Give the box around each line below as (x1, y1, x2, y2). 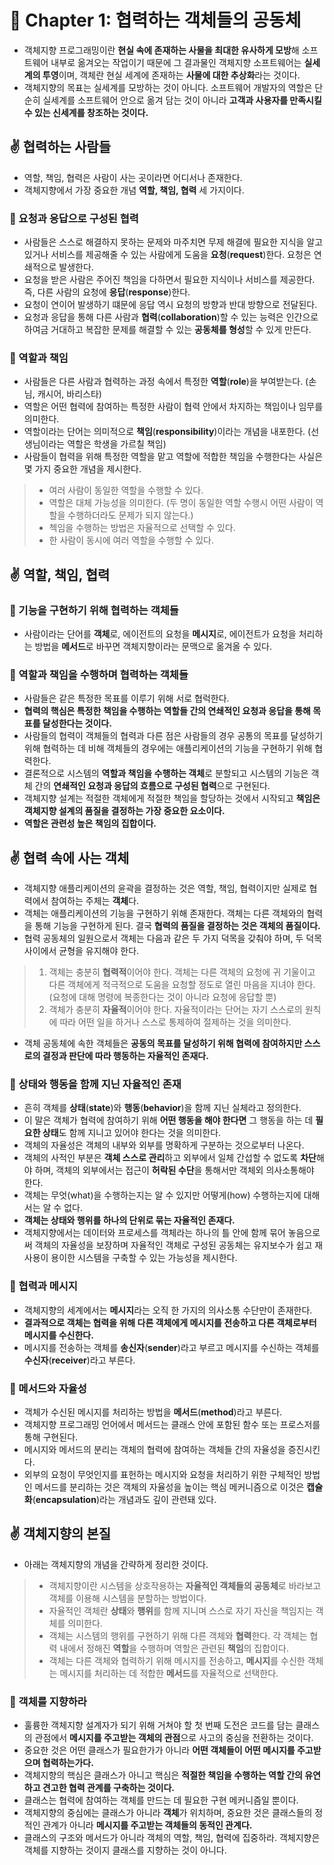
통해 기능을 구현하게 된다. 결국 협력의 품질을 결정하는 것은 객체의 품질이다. (34, 920, 321, 932)
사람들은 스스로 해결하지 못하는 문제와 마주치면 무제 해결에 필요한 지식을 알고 (23, 236, 324, 248)
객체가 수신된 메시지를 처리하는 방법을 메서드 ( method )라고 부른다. (23, 1406, 283, 1418)
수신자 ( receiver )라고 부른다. (23, 1354, 136, 1366)
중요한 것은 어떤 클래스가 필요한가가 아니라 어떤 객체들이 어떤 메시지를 (23, 1744, 296, 1756)
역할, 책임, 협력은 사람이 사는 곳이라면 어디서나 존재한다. (23, 171, 243, 183)
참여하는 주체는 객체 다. (50, 895, 140, 907)
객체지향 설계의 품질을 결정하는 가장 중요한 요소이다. (23, 805, 226, 817)
